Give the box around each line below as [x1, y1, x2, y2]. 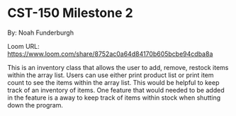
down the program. [7, 100, 64, 109]
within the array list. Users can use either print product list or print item [7, 71, 214, 79]
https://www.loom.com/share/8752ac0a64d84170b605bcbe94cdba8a [7, 50, 213, 58]
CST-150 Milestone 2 [7, 5, 133, 21]
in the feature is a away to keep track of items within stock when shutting [7, 93, 221, 102]
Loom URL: [7, 42, 40, 50]
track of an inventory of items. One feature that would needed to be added [7, 86, 225, 94]
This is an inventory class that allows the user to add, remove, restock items [7, 63, 229, 71]
